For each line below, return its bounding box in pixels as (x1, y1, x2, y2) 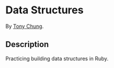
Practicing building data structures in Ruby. (5, 55, 109, 62)
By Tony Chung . (5, 23, 44, 30)
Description (5, 40, 49, 49)
